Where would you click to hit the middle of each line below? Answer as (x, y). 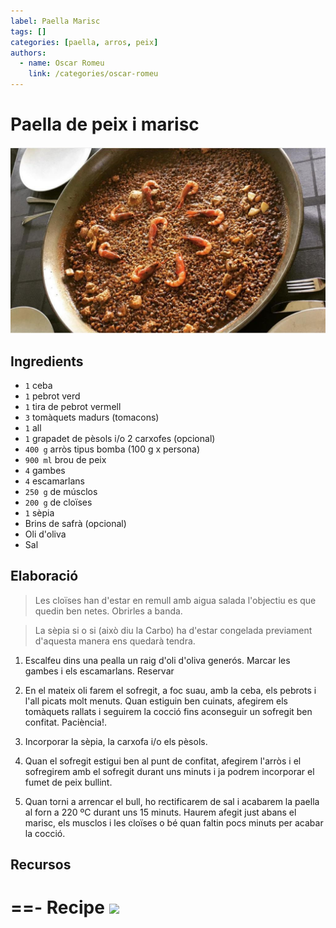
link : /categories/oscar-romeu (93, 74)
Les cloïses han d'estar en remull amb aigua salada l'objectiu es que (175, 600)
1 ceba (38, 386)
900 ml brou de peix (65, 460)
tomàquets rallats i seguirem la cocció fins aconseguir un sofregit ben (168, 711)
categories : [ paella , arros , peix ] (84, 42)
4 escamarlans (54, 481)
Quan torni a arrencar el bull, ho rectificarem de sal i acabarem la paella (172, 801)
